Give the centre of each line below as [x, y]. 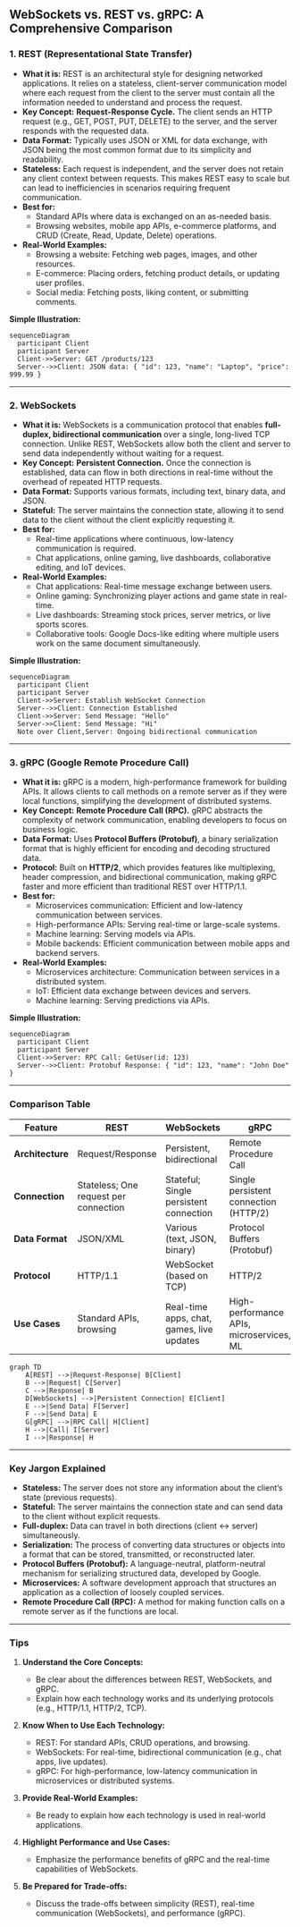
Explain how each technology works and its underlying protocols [154, 1699]
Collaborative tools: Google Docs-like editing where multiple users [157, 633]
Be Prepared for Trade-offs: [75, 1887]
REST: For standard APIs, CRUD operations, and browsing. [143, 1743]
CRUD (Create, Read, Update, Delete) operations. [126, 235]
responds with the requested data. [85, 131]
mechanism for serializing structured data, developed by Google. [142, 1573]
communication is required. [86, 548]
